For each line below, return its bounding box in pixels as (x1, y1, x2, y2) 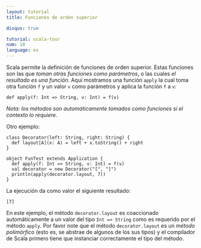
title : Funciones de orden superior (6, 14, 98, 20)
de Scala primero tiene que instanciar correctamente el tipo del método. (6, 235, 184, 242)
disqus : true (6, 25, 39, 31)
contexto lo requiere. (6, 112, 58, 118)
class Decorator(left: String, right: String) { (6, 135, 130, 141)
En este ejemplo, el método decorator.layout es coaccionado (6, 210, 159, 216)
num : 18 (6, 41, 26, 48)
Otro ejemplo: (6, 123, 40, 130)
